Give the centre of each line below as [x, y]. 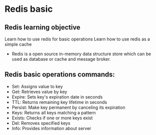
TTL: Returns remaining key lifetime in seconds [59, 102]
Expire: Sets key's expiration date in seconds [57, 97]
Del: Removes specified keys [41, 123]
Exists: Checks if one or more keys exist [52, 118]
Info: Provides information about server [51, 128]
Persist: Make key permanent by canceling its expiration [68, 107]
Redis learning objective [43, 27]
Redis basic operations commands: [60, 75]
